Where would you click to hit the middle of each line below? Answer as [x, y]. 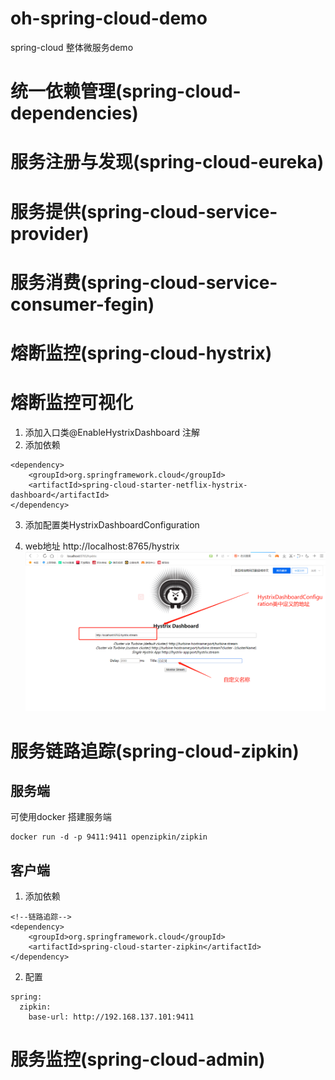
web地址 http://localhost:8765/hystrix [102, 546]
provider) [50, 233]
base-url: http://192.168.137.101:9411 [111, 1017]
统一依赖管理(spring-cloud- [126, 91]
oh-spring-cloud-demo [109, 18]
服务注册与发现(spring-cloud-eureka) [167, 162]
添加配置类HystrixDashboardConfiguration [112, 524]
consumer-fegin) [82, 304]
